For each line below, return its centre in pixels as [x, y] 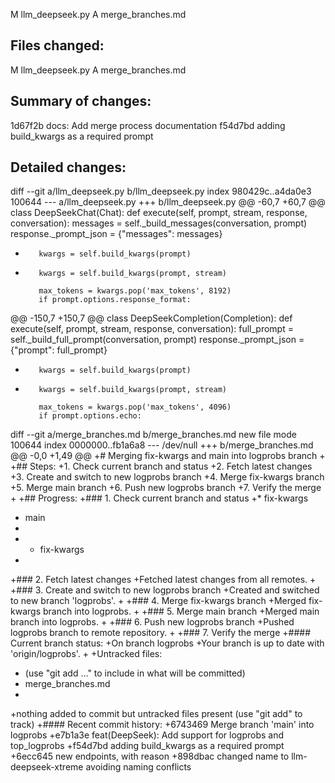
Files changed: [57, 45]
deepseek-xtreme [47, 767]
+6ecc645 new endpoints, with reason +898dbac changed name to [150, 756]
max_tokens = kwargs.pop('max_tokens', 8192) [135, 291]
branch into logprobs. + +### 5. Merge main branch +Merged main [181, 611]
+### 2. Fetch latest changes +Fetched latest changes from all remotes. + [163, 580]
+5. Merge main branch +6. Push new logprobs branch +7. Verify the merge [166, 488]
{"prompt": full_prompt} [59, 350]
